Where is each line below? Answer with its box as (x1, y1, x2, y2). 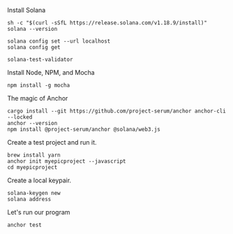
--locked (7, 114, 33, 121)
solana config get (7, 44, 61, 51)
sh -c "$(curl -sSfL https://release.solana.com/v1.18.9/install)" (7, 20, 208, 27)
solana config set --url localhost (7, 38, 111, 45)
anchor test (7, 221, 42, 228)
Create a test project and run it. (7, 138, 97, 146)
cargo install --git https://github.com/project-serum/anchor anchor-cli (7, 108, 227, 115)
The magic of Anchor (7, 94, 68, 102)
